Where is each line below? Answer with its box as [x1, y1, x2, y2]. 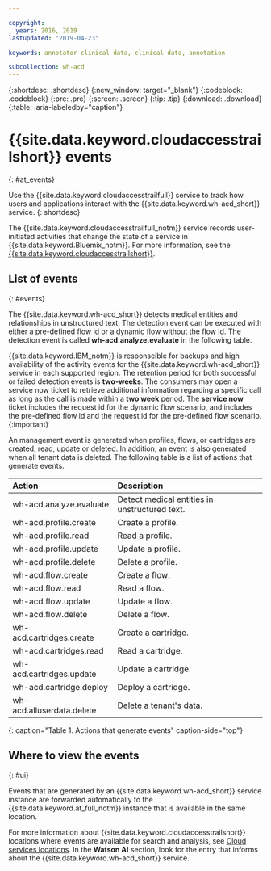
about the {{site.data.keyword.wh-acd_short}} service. [8, 853, 190, 863]
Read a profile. [117, 530, 173, 541]
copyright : [8, 19, 45, 27]
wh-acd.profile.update [12, 543, 99, 554]
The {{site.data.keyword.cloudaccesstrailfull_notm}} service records [8, 223, 236, 233]
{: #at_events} [8, 175, 55, 184]
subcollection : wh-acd [8, 63, 85, 71]
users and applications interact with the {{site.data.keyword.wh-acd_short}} [8, 199, 261, 208]
